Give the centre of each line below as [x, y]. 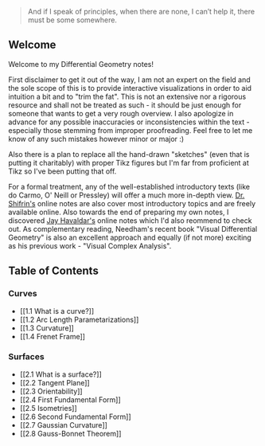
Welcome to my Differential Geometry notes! [81, 64]
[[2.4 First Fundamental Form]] [70, 399]
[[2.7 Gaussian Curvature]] [63, 424]
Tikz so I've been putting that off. [62, 171]
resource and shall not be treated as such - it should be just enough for [125, 105]
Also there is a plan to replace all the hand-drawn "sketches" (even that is [129, 154]
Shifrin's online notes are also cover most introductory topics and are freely [132, 203]
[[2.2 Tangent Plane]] [55, 382]
